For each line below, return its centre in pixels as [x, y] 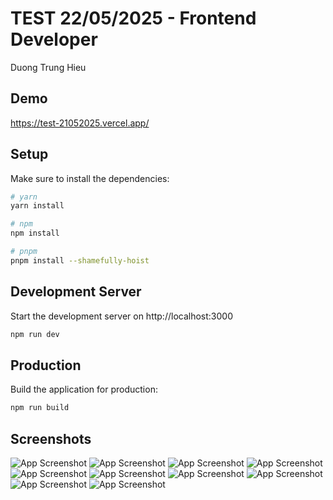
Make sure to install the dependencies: [90, 178]
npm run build [40, 408]
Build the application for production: [84, 389]
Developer [54, 39]
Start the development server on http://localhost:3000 [121, 316]
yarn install [37, 206]
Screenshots [51, 438]
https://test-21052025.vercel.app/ [80, 123]
